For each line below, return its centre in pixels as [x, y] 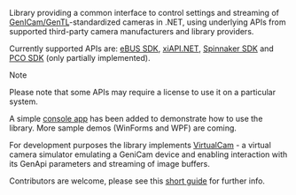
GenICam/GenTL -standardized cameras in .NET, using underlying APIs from [148, 22]
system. [23, 101]
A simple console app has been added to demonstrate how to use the [136, 119]
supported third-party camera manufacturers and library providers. [132, 31]
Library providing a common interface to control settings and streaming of [144, 13]
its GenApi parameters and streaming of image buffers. [110, 164]
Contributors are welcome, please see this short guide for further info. [137, 181]
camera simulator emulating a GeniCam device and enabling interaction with [148, 154]
